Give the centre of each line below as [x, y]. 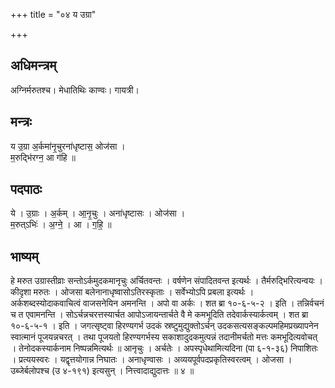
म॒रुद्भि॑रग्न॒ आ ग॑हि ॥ [43, 157]
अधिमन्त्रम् [33, 65]
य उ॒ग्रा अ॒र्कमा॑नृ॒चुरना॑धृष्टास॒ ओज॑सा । [68, 146]
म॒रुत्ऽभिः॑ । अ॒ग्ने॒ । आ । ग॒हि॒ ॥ [61, 225]
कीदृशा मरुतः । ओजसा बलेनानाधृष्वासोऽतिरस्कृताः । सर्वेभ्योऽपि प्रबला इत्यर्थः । [132, 292]
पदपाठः [26, 189]
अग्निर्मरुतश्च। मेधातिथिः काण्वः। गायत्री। [75, 90]
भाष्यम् [24, 256]
